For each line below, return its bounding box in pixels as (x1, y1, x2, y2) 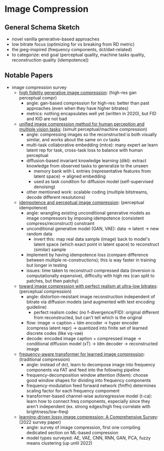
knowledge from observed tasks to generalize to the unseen (26, 162, 148, 168)
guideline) (26, 304, 47, 310)
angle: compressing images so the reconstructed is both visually (26, 131, 157, 137)
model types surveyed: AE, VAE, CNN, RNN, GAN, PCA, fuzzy (26, 435, 151, 441)
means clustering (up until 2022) (26, 440, 93, 446)
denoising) (33, 184, 55, 190)
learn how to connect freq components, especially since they (26, 398, 150, 404)
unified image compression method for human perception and (19, 121, 145, 127)
